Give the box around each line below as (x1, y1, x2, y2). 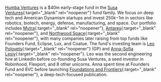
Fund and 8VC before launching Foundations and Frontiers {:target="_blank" (5, 66, 157, 72)
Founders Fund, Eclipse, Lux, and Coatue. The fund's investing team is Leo (5, 41, 155, 46)
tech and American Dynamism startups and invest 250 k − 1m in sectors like (5, 15, 153, 20)
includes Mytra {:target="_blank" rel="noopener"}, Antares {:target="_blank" (5, 25, 156, 31)
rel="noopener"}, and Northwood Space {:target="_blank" (5, 31, 120, 36)
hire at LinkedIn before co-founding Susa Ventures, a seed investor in (5, 56, 144, 62)
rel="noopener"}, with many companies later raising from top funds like (5, 35, 148, 41)
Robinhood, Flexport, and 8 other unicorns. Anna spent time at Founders (5, 61, 150, 67)
